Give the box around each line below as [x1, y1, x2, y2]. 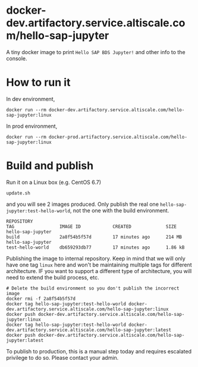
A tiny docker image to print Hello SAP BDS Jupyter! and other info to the [6, 48, 186, 55]
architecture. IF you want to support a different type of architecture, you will [6, 267, 192, 274]
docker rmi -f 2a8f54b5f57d [6, 296, 76, 302]
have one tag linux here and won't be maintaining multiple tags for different [6, 261, 192, 268]
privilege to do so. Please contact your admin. [6, 354, 119, 361]
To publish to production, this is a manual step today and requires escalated [6, 347, 192, 355]
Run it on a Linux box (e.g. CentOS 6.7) [6, 178, 102, 186]
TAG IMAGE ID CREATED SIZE [6, 224, 177, 230]
